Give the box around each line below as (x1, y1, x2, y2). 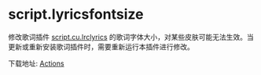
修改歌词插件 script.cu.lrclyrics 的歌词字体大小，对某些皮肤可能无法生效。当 (8, 32, 254, 41)
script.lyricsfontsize (8, 5, 144, 23)
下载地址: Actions (8, 59, 64, 68)
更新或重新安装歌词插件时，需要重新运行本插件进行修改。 (8, 41, 194, 52)
